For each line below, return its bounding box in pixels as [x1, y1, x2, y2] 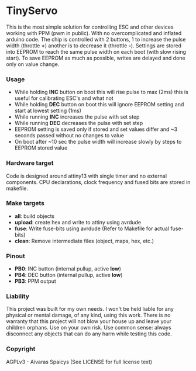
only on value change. [6, 60, 60, 68]
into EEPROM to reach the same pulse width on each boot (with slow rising [6, 48, 186, 55]
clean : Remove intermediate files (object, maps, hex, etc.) [14, 237, 154, 244]
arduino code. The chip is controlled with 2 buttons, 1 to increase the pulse [6, 36, 186, 43]
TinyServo [6, 4, 58, 18]
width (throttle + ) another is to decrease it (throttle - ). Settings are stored [6, 42, 182, 49]
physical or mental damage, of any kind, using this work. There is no [6, 311, 171, 319]
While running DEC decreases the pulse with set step [14, 120, 143, 127]
